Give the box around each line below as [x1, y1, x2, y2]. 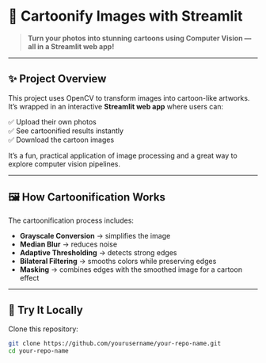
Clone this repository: [8, 324, 79, 334]
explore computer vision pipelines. [8, 159, 121, 169]
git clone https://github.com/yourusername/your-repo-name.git [8, 340, 222, 348]
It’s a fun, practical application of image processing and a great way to [8, 151, 237, 160]
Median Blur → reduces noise [19, 239, 117, 249]
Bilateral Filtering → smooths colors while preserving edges [19, 256, 217, 266]
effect [19, 273, 40, 282]
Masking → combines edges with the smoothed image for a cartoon [19, 265, 243, 274]
